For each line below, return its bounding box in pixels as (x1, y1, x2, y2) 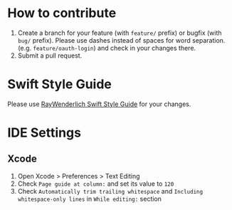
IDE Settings (7, 125, 82, 141)
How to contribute (7, 5, 117, 21)
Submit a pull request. (17, 51, 83, 60)
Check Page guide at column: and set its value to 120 (17, 179, 174, 188)
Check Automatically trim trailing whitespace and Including (17, 187, 204, 195)
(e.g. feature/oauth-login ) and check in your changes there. (17, 43, 196, 52)
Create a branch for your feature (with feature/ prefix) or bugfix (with (17, 28, 222, 37)
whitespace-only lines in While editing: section (17, 194, 162, 203)
